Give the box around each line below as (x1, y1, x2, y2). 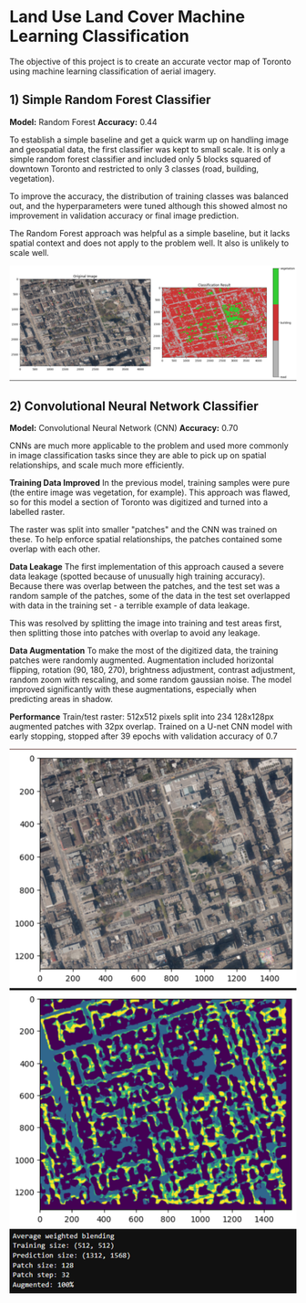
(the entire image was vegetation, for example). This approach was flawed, (9, 487, 291, 499)
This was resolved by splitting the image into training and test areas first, (9, 618, 282, 629)
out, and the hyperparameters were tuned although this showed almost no (9, 200, 289, 211)
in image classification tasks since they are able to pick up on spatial (9, 450, 267, 461)
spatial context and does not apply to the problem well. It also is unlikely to (9, 237, 290, 248)
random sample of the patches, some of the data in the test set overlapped (9, 591, 291, 602)
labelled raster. (9, 507, 66, 518)
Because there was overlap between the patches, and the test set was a (9, 581, 280, 592)
